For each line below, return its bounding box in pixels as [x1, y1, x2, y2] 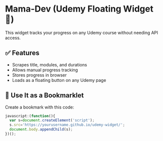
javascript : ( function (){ [5, 113, 55, 118]
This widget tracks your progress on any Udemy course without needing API [5, 30, 158, 35]
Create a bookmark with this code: [5, 104, 74, 110]
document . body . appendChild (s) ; [9, 127, 73, 132]
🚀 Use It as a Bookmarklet [5, 91, 84, 100]
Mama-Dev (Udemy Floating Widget [5, 3, 154, 15]
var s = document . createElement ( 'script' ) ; [9, 118, 95, 123]
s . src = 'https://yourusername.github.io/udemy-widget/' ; [9, 123, 125, 127]
